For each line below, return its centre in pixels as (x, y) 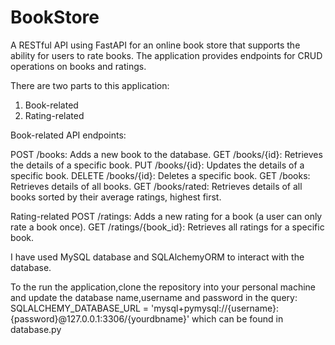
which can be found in (237, 318)
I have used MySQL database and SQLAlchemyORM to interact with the (157, 257)
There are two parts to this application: (90, 85)
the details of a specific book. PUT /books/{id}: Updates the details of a (157, 165)
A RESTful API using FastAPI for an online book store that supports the (155, 45)
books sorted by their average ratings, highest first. (116, 197)
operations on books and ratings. (78, 66)
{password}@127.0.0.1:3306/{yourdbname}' (100, 318)
